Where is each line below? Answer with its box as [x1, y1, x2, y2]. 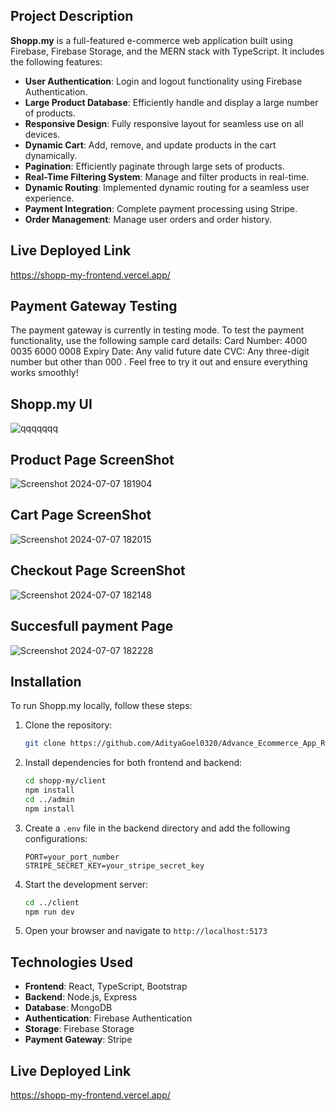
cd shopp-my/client [24, 776, 107, 786]
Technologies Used [10, 954, 133, 971]
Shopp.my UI [10, 395, 93, 413]
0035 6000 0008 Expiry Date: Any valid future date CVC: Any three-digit [10, 345, 310, 358]
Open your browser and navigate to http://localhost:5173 [24, 925, 268, 937]
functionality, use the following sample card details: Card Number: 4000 [10, 335, 308, 347]
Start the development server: [24, 878, 149, 890]
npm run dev [24, 907, 75, 917]
